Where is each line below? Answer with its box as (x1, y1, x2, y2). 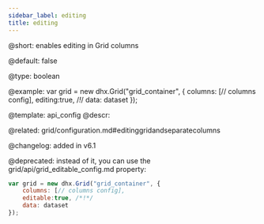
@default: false (8, 56, 58, 65)
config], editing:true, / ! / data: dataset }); (8, 95, 138, 104)
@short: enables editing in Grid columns (8, 40, 139, 50)
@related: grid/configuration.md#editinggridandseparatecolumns (8, 125, 221, 135)
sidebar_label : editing (8, 11, 87, 20)
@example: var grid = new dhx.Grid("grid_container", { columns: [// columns (8, 86, 256, 95)
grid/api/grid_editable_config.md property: (8, 164, 146, 174)
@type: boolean (8, 71, 61, 80)
